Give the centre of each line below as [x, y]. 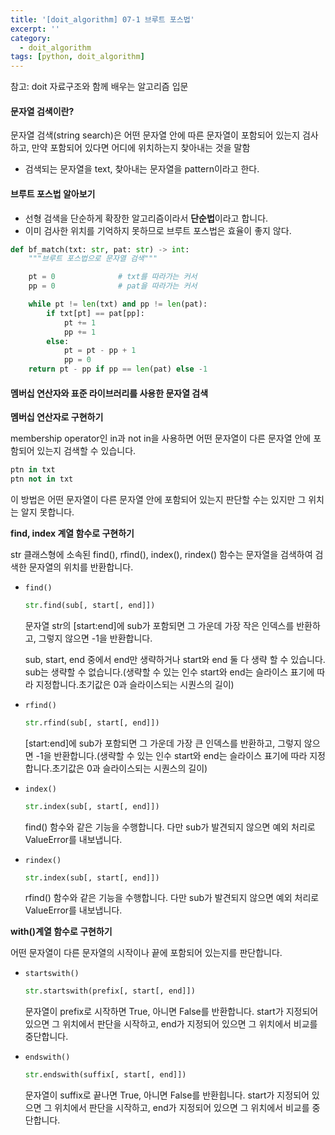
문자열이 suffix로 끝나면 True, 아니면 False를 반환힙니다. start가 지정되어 [167, 1095]
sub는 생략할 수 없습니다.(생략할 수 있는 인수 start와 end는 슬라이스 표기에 [169, 672]
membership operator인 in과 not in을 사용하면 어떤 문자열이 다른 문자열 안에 [161, 438]
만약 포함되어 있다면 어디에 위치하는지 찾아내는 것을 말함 [141, 148]
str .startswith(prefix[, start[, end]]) [110, 991]
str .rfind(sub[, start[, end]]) [92, 722]
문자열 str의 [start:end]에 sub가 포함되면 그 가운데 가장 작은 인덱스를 [159, 625]
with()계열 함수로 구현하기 [61, 932]
